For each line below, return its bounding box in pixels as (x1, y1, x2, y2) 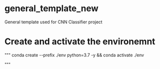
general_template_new (4, 3, 99, 14)
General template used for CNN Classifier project (4, 19, 103, 25)
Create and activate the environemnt (4, 36, 156, 47)
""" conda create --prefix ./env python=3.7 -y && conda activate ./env (4, 52, 144, 58)
